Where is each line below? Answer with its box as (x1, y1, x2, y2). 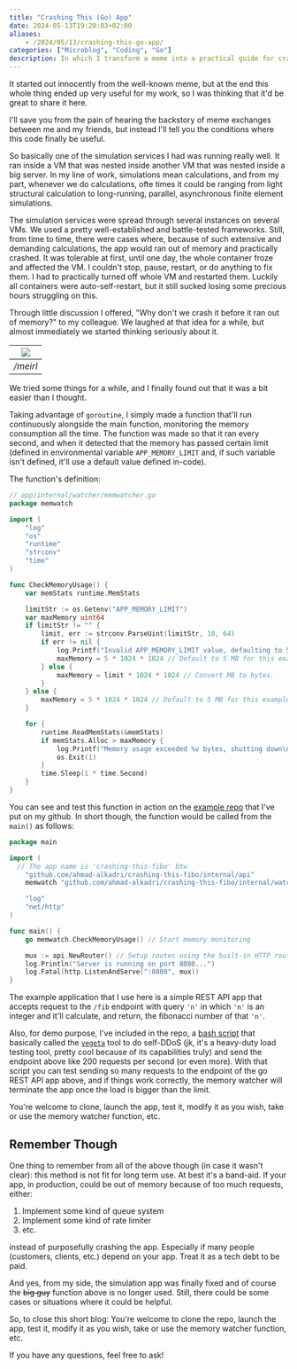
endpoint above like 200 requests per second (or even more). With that (9, 1056, 268, 1067)
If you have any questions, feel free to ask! (9, 1349, 164, 1360)
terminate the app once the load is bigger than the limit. (9, 1084, 211, 1095)
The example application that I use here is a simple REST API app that (9, 992, 263, 1003)
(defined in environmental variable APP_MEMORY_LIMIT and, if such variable (9, 447, 276, 458)
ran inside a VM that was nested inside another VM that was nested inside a (9, 160, 286, 170)
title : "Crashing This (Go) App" (9, 12, 133, 22)
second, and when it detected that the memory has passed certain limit (9, 438, 269, 448)
